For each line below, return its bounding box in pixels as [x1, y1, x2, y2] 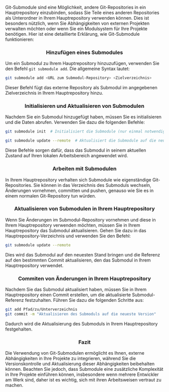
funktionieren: [5, 36, 34, 42]
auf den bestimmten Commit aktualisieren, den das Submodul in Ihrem [5, 257, 151, 263]
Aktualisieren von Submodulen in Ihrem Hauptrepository [14, 205, 155, 212]
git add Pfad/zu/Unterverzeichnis [5, 307, 78, 312]
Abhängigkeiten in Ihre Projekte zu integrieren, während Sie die [5, 355, 136, 362]
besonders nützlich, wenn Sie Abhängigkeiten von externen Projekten [5, 20, 150, 26]
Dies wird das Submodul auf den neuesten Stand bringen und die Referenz [5, 251, 160, 257]
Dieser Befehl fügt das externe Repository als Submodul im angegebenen [5, 85, 157, 91]
